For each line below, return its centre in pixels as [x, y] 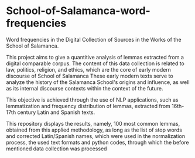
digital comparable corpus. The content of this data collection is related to [95, 63]
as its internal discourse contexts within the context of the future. [85, 88]
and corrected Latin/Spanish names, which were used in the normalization [96, 136]
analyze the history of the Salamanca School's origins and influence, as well [98, 82]
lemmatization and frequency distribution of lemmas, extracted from [88, 106]
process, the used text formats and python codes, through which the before [97, 142]
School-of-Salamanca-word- [78, 11]
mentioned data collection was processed [57, 149]
